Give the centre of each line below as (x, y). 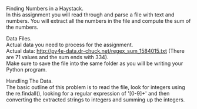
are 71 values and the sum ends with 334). (57, 57)
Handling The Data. (29, 81)
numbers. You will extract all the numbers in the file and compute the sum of (98, 21)
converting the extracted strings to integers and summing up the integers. (96, 100)
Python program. (26, 69)
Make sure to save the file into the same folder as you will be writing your (95, 63)
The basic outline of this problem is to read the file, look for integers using (96, 87)
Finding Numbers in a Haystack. (45, 8)
